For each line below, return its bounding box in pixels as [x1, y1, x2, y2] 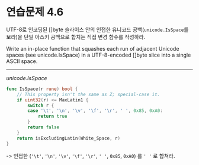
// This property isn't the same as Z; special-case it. [17, 91, 161, 97]
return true [37, 113, 68, 120]
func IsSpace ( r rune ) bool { [6, 86, 78, 92]
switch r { [27, 103, 54, 108]
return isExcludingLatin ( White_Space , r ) [17, 135, 120, 141]
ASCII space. [6, 57, 38, 65]
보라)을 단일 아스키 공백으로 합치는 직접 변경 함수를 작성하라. [6, 33, 146, 40]
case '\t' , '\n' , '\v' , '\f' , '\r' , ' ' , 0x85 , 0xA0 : [27, 108, 163, 114]
